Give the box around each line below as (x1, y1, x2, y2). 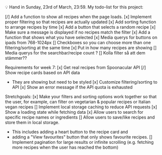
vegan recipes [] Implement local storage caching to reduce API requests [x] (5, 104, 157, 110)
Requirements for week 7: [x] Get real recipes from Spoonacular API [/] (5, 65, 146, 70)
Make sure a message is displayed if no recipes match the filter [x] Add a (5, 29, 151, 35)
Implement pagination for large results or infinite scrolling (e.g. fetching (12, 139, 154, 145)
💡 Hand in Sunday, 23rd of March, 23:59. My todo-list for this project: (5, 4, 144, 10)
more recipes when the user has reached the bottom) (12, 144, 118, 150)
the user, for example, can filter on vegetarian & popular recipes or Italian (5, 99, 151, 104)
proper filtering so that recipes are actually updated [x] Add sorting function (5, 19, 156, 25)
